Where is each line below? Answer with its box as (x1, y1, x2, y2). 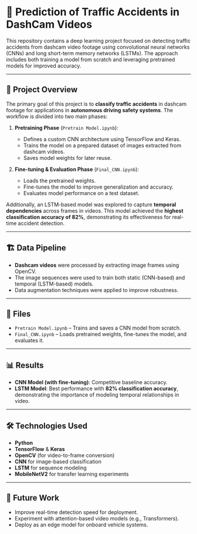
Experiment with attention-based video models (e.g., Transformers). (14, 515, 179, 522)
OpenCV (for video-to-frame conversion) (14, 452, 115, 459)
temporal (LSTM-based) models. (14, 280, 94, 287)
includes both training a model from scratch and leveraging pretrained (6, 56, 175, 63)
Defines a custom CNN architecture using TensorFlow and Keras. (23, 135, 181, 143)
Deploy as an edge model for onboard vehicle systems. (14, 521, 148, 528)
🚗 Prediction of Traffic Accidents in (6, 5, 180, 19)
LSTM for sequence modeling (14, 464, 87, 471)
